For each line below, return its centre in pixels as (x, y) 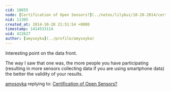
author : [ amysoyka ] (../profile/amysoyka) (50, 39)
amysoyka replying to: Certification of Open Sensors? (61, 84)
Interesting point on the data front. (41, 53)
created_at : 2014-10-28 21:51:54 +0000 (48, 24)
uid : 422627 (18, 34)
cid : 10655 (17, 10)
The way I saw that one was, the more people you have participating (77, 63)
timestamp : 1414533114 (29, 29)
